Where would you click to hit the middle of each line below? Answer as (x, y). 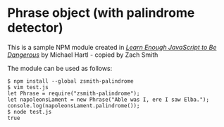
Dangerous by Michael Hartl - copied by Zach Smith (83, 55)
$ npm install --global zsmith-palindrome (70, 81)
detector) (35, 28)
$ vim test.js (28, 87)
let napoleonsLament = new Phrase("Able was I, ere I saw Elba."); (108, 100)
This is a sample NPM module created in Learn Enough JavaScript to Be (112, 47)
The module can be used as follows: (60, 68)
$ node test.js (30, 112)
